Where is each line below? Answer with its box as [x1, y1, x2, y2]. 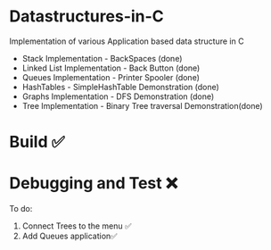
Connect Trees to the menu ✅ [21, 221, 132, 231]
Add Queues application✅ [21, 230, 118, 242]
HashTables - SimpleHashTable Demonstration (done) [21, 81, 220, 92]
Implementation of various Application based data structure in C [9, 36, 244, 46]
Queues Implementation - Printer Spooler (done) [21, 71, 201, 82]
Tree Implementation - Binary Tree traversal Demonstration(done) [21, 100, 263, 111]
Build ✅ [9, 132, 65, 153]
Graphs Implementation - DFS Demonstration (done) [21, 91, 215, 102]
